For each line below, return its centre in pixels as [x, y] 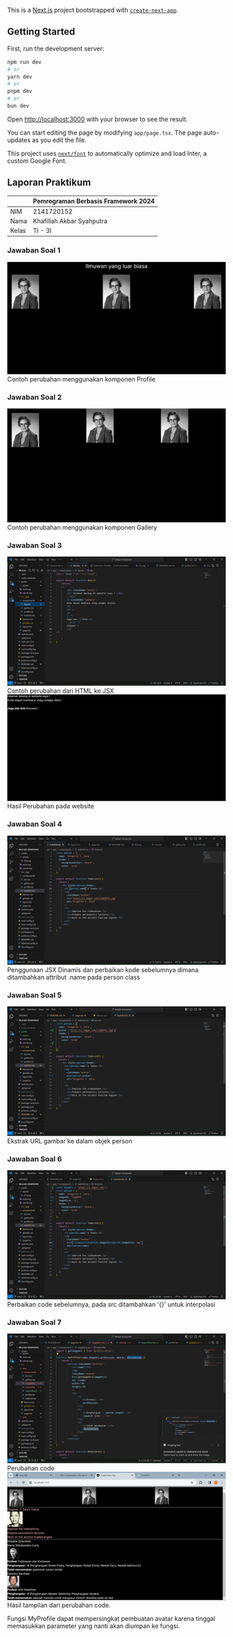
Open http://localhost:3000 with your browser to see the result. [98, 119]
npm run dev [24, 62]
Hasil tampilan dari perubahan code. [59, 1605]
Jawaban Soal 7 [34, 1322]
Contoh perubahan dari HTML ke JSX [61, 691]
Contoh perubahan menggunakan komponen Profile [81, 379]
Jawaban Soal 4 [35, 824]
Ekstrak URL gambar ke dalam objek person [70, 1141]
